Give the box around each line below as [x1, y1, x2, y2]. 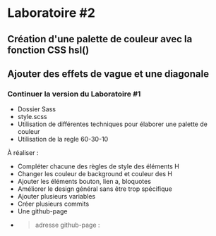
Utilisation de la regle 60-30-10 [17, 135, 109, 144]
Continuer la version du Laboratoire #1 [7, 89, 141, 99]
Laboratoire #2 [7, 5, 95, 21]
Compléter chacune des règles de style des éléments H [17, 162, 180, 170]
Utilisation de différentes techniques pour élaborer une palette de [17, 120, 208, 128]
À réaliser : [7, 149, 39, 157]
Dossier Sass [17, 105, 56, 113]
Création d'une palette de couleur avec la [7, 33, 193, 45]
